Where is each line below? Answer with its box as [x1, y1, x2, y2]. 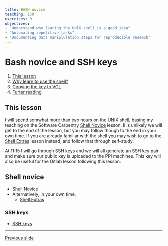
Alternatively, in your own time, [12, 191, 76, 197]
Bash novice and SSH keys [5, 57, 118, 68]
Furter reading [12, 89, 42, 95]
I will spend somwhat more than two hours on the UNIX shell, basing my [5, 117, 153, 123]
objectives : [5, 21, 30, 26]
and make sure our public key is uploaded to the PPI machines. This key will [5, 153, 161, 159]
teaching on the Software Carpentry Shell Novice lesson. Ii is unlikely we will [5, 122, 162, 128]
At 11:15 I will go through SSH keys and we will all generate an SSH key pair [5, 148, 159, 154]
